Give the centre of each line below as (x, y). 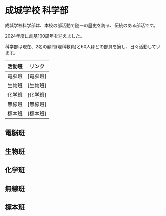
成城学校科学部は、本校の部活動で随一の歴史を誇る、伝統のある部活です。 (82, 25)
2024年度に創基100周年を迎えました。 (45, 36)
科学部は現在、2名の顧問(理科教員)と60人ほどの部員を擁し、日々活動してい (83, 46)
